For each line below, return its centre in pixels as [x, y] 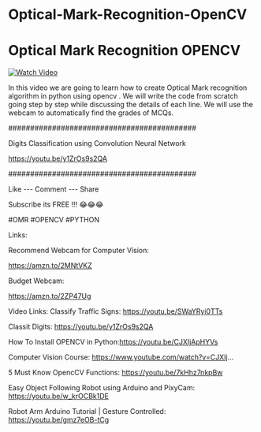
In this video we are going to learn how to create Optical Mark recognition [128, 88]
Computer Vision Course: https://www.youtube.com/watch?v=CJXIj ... [121, 357]
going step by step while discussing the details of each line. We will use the [131, 105]
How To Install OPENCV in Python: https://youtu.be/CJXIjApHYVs [113, 342]
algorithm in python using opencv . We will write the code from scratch [123, 96]
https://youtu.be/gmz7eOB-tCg [59, 420]
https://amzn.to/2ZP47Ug [50, 296]
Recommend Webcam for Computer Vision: [79, 251]
